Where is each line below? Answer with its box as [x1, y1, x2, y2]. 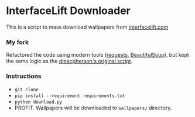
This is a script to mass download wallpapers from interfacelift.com [6, 23, 169, 30]
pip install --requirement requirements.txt [14, 92, 125, 99]
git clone [14, 87, 39, 92]
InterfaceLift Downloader [6, 4, 131, 18]
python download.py [14, 99, 63, 105]
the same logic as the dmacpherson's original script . [6, 57, 133, 65]
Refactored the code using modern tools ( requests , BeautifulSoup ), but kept [6, 51, 189, 58]
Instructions [6, 72, 42, 80]
